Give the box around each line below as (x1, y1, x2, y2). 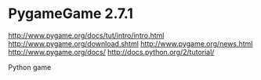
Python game (8, 62, 52, 71)
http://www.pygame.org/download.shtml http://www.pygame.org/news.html (8, 38, 253, 48)
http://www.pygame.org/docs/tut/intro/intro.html (8, 31, 165, 40)
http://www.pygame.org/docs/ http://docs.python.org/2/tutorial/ (8, 47, 215, 56)
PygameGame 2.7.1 (8, 5, 133, 23)
